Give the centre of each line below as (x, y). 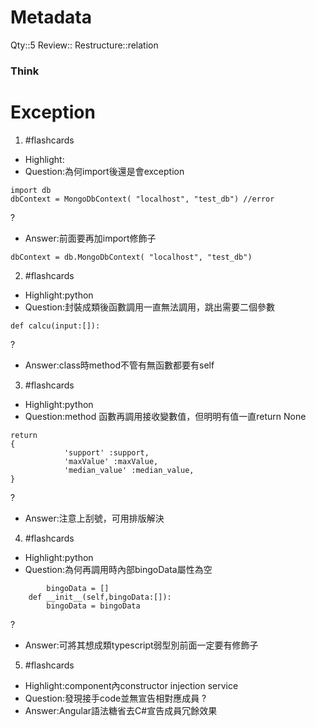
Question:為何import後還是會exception (104, 171)
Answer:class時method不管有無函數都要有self (119, 365)
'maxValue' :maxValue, (111, 461)
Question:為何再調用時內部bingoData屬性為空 (118, 569)
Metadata (51, 17)
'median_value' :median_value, (129, 470)
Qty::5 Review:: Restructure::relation (84, 45)
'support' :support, (106, 452)
